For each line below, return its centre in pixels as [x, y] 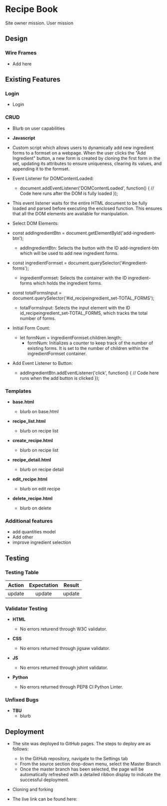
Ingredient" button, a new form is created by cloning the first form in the [86, 158]
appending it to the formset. [41, 168]
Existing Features [33, 80]
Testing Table [22, 572]
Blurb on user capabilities [39, 128]
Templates [18, 391]
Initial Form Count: [31, 328]
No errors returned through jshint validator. [64, 668]
